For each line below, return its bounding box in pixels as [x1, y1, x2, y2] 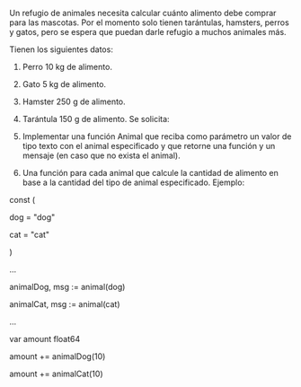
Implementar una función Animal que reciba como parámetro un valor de [22, 131, 292, 142]
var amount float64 [9, 334, 81, 344]
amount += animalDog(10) [9, 351, 106, 362]
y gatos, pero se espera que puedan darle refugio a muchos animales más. [9, 27, 287, 37]
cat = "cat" [9, 229, 50, 240]
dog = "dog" [9, 212, 56, 223]
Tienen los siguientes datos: [9, 44, 114, 55]
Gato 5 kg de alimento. [22, 79, 106, 89]
